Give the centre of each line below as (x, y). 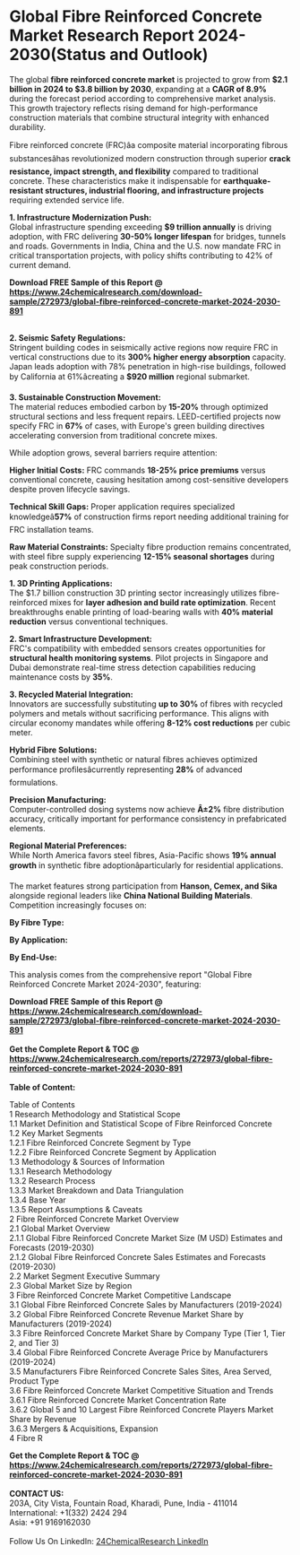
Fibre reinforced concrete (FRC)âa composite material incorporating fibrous (149, 144)
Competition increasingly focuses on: (78, 905)
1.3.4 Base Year (38, 1200)
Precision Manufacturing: (58, 799)
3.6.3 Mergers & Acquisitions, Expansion (84, 1429)
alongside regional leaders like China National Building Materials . (131, 895)
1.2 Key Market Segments (56, 1133)
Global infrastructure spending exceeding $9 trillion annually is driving (141, 227)
